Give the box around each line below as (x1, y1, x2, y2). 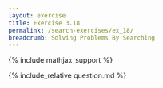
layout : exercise (8, 11, 66, 20)
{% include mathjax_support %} (8, 55, 113, 65)
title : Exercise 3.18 (8, 19, 81, 27)
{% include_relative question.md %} (8, 71, 127, 80)
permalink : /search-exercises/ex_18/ (8, 26, 134, 34)
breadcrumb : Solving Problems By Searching (8, 33, 156, 42)
